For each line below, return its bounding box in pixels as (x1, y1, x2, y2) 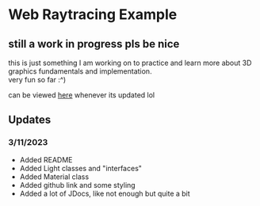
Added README (19, 154, 73, 164)
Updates (8, 113, 52, 127)
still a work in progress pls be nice (8, 37, 180, 51)
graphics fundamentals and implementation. (8, 67, 152, 76)
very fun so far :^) (8, 75, 67, 84)
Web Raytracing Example (8, 6, 178, 24)
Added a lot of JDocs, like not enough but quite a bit (19, 189, 190, 198)
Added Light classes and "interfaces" (19, 163, 143, 173)
